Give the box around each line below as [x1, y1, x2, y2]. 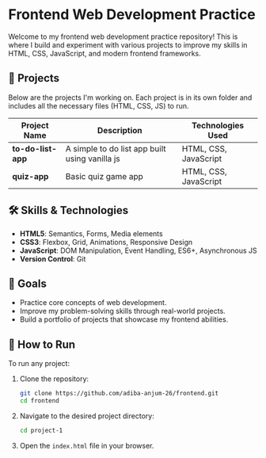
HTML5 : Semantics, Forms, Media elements [19, 228, 164, 239]
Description [97, 124, 142, 135]
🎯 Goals [8, 277, 47, 290]
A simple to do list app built [65, 143, 166, 154]
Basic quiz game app [65, 170, 144, 181]
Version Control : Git [19, 254, 86, 263]
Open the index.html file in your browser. [19, 441, 154, 450]
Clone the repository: [19, 374, 89, 384]
